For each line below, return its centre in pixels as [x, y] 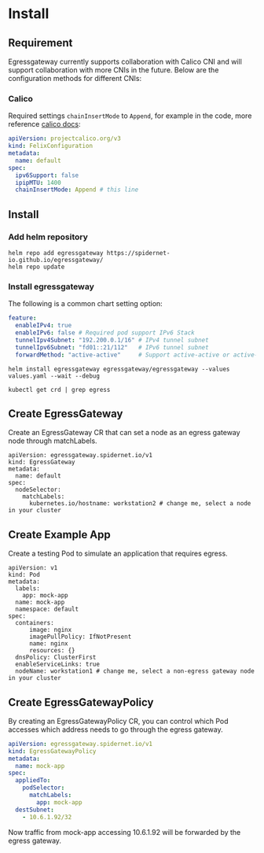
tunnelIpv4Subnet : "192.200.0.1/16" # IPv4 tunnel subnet [112, 340]
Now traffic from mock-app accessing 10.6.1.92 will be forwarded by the [125, 832]
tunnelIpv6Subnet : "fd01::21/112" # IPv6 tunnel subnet [112, 347]
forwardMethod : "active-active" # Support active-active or [123, 355]
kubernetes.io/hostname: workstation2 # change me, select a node [140, 504]
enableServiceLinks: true [58, 665]
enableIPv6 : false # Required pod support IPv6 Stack [105, 333]
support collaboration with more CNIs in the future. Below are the [114, 70]
